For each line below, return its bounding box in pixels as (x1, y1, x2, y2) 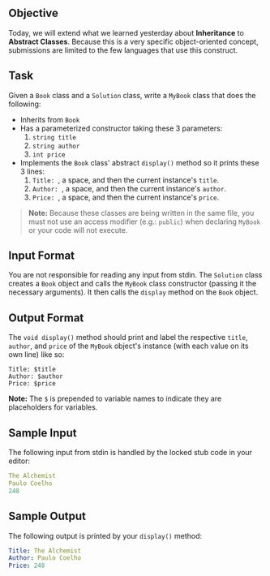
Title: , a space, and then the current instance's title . (32, 174, 220, 185)
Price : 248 (8, 561, 45, 570)
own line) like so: (8, 350, 65, 359)
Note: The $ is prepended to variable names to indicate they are (8, 393, 222, 404)
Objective (8, 6, 59, 20)
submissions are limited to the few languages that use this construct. (8, 45, 238, 55)
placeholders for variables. (8, 402, 98, 412)
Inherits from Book (19, 114, 80, 124)
